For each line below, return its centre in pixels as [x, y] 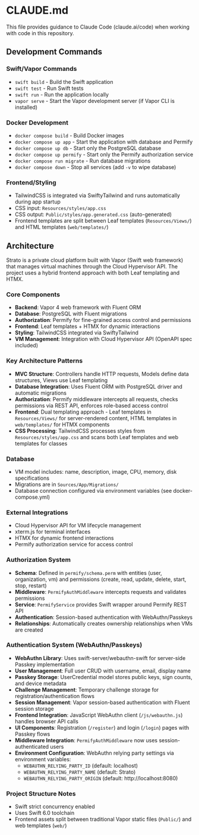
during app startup [38, 202]
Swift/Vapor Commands [42, 69]
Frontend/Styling [31, 182]
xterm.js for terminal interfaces [53, 532]
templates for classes [41, 443]
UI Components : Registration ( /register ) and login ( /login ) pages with [102, 727]
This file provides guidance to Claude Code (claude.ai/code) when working [98, 27]
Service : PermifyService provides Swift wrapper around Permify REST [101, 604]
